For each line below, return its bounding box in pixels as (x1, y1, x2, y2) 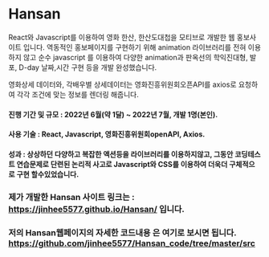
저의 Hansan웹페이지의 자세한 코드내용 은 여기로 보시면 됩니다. (8, 226, 237, 238)
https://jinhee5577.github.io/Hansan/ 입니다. (8, 203, 185, 214)
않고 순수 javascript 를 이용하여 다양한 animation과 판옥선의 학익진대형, (22, 52, 248, 62)
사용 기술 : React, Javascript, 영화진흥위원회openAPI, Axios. (8, 129, 206, 139)
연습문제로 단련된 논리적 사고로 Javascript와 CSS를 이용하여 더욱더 (16, 159, 228, 169)
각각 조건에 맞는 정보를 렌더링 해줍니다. (16, 89, 139, 99)
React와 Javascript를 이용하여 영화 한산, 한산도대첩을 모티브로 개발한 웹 (8, 32, 235, 42)
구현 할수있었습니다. (16, 169, 79, 179)
